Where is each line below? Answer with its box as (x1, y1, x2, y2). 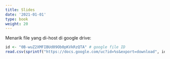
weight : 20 (5, 21, 28, 26)
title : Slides (5, 7, 35, 12)
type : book (5, 16, 28, 21)
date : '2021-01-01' (5, 12, 47, 17)
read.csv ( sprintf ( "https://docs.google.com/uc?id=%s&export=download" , (5, 49, 159, 54)
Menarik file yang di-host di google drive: (5, 35, 92, 41)
